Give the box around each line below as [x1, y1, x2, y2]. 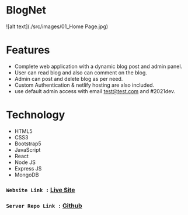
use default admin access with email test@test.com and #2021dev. [14, 87, 176, 94]
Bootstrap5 [14, 140, 42, 147]
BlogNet [6, 4, 47, 17]
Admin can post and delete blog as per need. [14, 75, 123, 82]
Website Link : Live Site [6, 186, 75, 194]
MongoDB [14, 171, 39, 178]
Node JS [14, 159, 36, 166]
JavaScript [14, 146, 41, 153]
